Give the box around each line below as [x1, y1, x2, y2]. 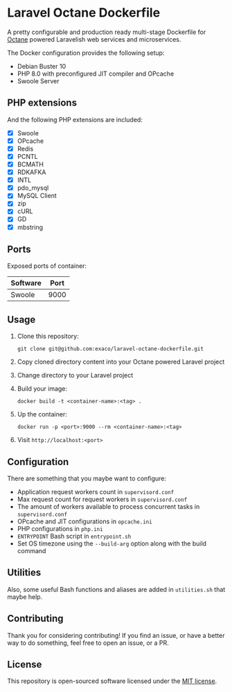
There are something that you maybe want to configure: [7, 474, 167, 482]
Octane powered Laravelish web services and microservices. [7, 35, 181, 43]
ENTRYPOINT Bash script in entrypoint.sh [17, 532, 132, 540]
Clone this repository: [17, 332, 79, 341]
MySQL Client [17, 192, 57, 200]
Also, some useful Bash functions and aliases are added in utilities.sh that [7, 585, 226, 593]
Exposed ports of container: [7, 262, 87, 270]
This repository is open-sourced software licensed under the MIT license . [7, 677, 217, 685]
